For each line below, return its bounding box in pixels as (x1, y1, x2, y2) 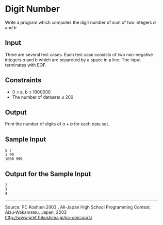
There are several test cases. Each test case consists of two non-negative (5, 52, 153, 57)
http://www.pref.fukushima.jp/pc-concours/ (5, 215, 93, 220)
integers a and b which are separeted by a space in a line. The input (5, 57, 141, 63)
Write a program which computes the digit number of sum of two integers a (5, 19, 156, 25)
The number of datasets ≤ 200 (12, 94, 74, 100)
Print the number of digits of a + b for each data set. (5, 121, 110, 127)
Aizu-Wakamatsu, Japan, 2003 (5, 209, 67, 215)
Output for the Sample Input (5, 170, 91, 178)
